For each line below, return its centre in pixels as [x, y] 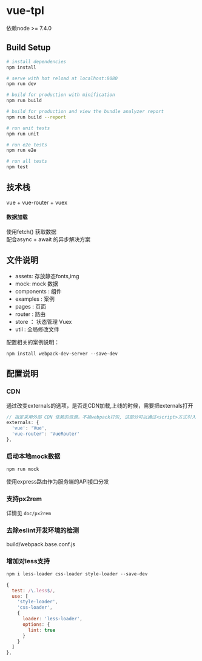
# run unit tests [28, 128]
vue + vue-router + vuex [37, 202]
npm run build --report [36, 117]
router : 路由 [30, 314]
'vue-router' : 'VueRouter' [46, 434]
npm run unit [23, 134]
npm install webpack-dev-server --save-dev [62, 354]
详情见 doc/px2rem [29, 513]
